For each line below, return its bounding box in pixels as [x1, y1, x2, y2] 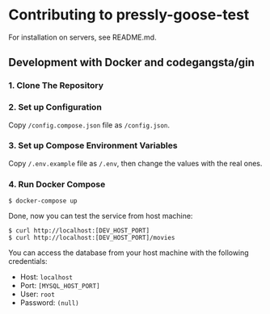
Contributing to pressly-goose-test [8, 6, 250, 24]
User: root [19, 289, 55, 299]
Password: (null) [19, 298, 79, 308]
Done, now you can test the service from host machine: [8, 211, 193, 221]
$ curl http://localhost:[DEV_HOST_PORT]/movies [8, 234, 175, 242]
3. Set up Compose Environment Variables [8, 140, 178, 151]
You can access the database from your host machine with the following [8, 248, 249, 257]
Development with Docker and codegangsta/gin [8, 56, 255, 69]
